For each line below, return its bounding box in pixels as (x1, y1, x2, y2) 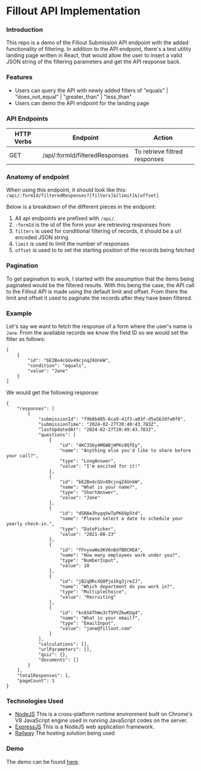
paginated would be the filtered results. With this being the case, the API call (6, 281, 194, 288)
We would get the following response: (6, 389, 100, 396)
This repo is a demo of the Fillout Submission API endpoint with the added (6, 39, 189, 46)
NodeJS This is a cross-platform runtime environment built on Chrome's (14, 711, 193, 718)
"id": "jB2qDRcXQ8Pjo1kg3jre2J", (59, 578, 144, 584)
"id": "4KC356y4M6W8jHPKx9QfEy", (59, 442, 144, 448)
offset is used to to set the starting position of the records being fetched (14, 246, 195, 254)
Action (153, 133, 173, 142)
